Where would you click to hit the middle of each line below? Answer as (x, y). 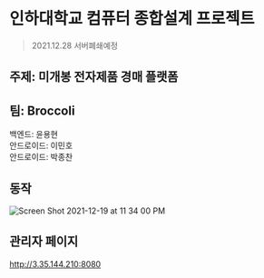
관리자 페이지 (44, 242)
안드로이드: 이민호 (41, 145)
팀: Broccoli (42, 110)
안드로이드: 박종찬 (41, 157)
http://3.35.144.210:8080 (55, 263)
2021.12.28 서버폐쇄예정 (74, 45)
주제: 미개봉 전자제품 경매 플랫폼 (94, 77)
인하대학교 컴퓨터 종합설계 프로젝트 (132, 19)
